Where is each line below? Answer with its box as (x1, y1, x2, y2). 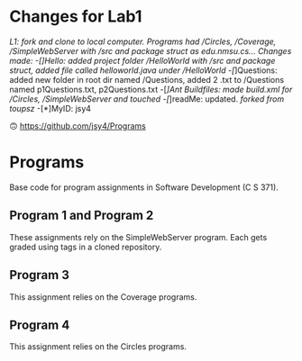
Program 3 (9, 267, 69, 283)
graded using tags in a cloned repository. (9, 241, 162, 252)
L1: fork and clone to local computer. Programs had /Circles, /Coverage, (9, 36, 277, 47)
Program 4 (9, 317, 70, 332)
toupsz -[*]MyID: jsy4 (9, 103, 92, 113)
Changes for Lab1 (9, 6, 142, 27)
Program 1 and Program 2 (9, 208, 154, 223)
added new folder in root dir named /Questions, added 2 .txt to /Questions (9, 74, 285, 85)
